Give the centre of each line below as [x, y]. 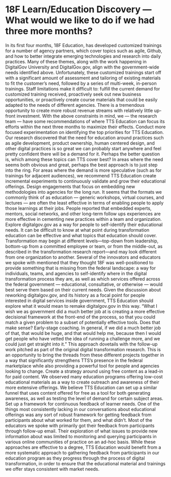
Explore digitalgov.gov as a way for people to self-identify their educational [84, 224]
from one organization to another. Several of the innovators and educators [83, 257]
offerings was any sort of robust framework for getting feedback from [78, 415]
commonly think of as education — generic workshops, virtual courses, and [85, 197]
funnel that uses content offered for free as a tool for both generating [78, 393]
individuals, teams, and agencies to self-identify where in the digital [76, 273]
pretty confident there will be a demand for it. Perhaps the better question [83, 154]
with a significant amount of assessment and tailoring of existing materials [83, 78]
